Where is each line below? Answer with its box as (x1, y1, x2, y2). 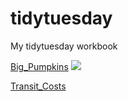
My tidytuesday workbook (10, 40, 118, 52)
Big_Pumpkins (10, 60, 69, 72)
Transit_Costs (10, 80, 67, 92)
